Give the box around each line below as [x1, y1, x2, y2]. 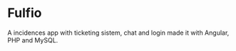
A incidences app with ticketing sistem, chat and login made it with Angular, [7, 28, 230, 37]
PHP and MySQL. [7, 35, 58, 44]
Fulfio [7, 5, 42, 21]
